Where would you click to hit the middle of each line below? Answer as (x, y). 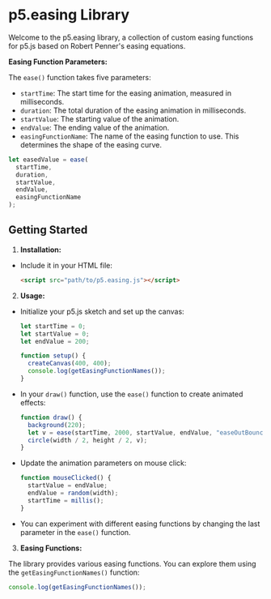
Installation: (41, 250)
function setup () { (53, 356)
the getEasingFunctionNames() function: (74, 572)
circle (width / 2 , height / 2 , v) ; (88, 440)
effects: (33, 402)
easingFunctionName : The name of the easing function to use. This (129, 136)
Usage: (32, 295)
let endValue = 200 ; (55, 341)
